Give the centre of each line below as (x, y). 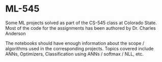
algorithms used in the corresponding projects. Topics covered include (79, 48)
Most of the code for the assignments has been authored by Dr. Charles (81, 28)
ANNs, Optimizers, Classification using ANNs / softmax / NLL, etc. (74, 54)
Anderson (16, 33)
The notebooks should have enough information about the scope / (75, 43)
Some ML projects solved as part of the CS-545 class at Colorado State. (81, 23)
